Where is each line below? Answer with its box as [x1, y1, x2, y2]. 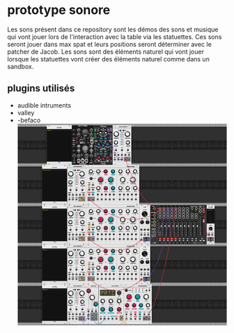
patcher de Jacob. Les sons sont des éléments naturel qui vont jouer [7, 47, 204, 56]
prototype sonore [7, 2, 111, 18]
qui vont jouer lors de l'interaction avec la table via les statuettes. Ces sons [7, 32, 222, 40]
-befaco [17, 116, 41, 124]
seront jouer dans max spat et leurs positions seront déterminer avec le [7, 40, 212, 48]
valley [17, 108, 35, 117]
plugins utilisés [7, 82, 75, 94]
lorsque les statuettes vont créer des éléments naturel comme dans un [7, 54, 210, 63]
